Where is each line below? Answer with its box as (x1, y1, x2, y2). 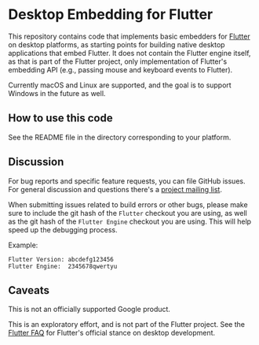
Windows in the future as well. (8, 88, 106, 98)
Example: (8, 240, 38, 250)
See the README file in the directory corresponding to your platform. (8, 132, 232, 142)
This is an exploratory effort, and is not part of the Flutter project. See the (8, 320, 246, 329)
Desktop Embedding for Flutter (8, 6, 213, 24)
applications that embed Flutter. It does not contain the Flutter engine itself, (8, 48, 251, 57)
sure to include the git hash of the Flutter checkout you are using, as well (8, 208, 247, 217)
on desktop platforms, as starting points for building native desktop (8, 39, 225, 49)
